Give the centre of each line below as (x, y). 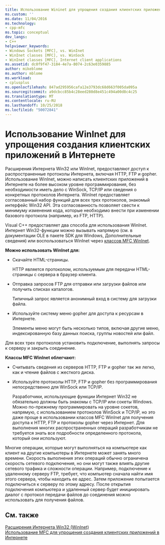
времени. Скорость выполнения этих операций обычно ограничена (77, 458)
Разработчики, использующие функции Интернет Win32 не (74, 396)
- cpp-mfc (15, 28)
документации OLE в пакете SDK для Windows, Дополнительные (73, 235)
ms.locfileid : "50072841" (31, 110)
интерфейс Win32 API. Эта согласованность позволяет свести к (72, 205)
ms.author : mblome (24, 74)
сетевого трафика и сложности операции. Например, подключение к (78, 468)
